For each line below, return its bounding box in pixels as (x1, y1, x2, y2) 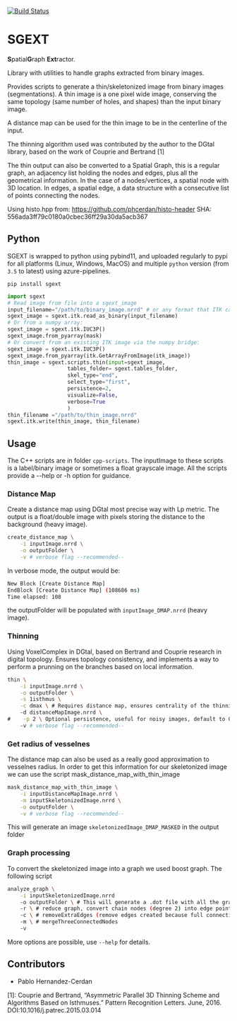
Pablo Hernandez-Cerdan (17, 977, 93, 986)
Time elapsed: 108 (7, 593, 61, 600)
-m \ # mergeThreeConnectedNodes (20, 918, 119, 925)
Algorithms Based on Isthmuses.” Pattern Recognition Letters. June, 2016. (7, 998, 222, 1007)
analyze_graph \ (7, 885, 55, 892)
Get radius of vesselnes (7, 738, 90, 748)
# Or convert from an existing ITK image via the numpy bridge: (7, 338, 200, 346)
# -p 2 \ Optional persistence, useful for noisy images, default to (7, 716, 226, 723)
